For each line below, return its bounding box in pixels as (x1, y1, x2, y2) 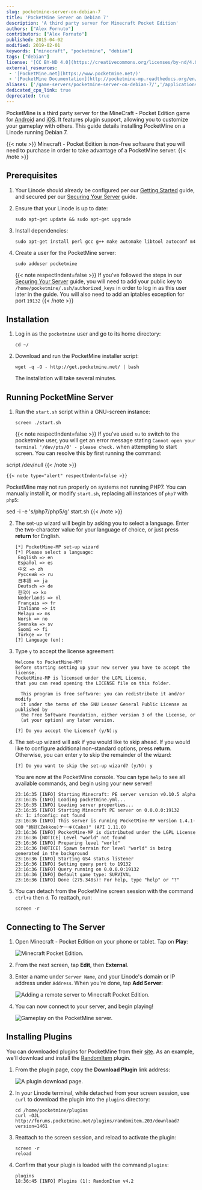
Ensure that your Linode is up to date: (14, 204, 108, 211)
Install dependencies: (14, 227, 69, 234)
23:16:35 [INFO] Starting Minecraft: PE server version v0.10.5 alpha (14, 792, 196, 798)
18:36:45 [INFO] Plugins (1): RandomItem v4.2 (14, 1178, 134, 1184)
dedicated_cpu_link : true (6, 87, 71, 93)
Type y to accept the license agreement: (14, 648, 115, 655)
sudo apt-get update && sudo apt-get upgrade (14, 216, 131, 222)
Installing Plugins (6, 1032, 73, 1042)
